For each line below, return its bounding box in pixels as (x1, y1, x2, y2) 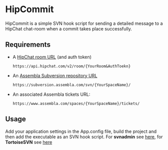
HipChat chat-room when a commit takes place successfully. (5, 25, 133, 31)
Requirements (5, 41, 51, 49)
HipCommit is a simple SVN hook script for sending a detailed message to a (5, 20, 163, 26)
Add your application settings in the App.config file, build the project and (5, 128, 157, 134)
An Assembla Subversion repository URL (12, 72, 98, 79)
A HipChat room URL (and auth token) (12, 54, 92, 60)
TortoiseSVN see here (5, 139, 52, 145)
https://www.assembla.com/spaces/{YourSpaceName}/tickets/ (12, 101, 140, 106)
